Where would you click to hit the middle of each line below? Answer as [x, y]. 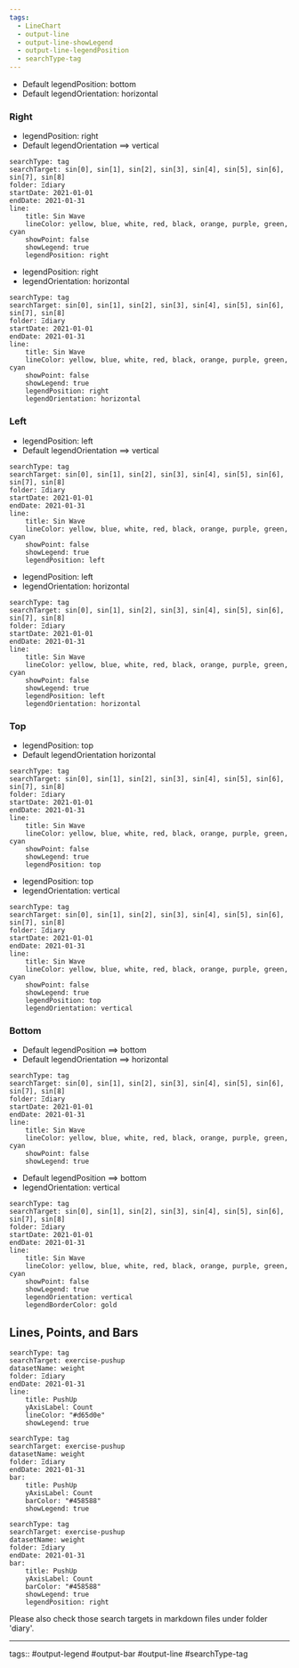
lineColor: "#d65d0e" [65, 1415]
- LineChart [40, 26]
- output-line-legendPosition [73, 51]
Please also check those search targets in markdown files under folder [139, 1619]
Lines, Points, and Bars [74, 1332]
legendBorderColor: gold [71, 1306]
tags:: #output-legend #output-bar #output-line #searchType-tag [129, 1654]
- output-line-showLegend [65, 42]
